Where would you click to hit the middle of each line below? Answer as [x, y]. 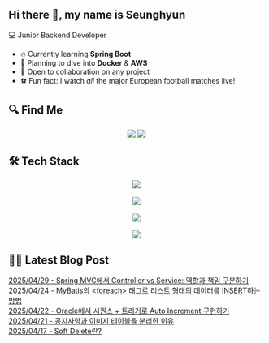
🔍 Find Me [36, 110]
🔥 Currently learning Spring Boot [76, 54]
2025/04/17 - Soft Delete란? [55, 331]
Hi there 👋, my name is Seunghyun [97, 15]
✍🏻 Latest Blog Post [59, 260]
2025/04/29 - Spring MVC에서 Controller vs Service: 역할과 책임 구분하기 [129, 281]
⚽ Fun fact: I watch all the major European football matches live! [128, 80]
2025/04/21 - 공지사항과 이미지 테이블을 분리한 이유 [91, 321]
